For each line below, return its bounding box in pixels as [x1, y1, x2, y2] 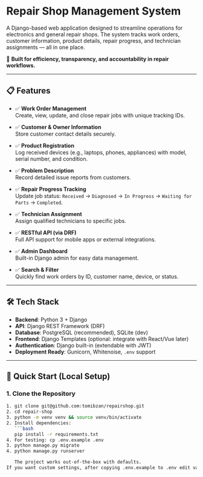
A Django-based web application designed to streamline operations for [6, 24, 183, 31]
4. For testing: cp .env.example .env [6, 437, 104, 443]
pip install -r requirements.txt [14, 431, 98, 437]
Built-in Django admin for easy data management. [14, 254, 139, 262]
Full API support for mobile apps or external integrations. [14, 235, 156, 243]
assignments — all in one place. [6, 44, 86, 51]
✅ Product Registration [14, 142, 74, 149]
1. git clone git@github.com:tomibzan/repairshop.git [6, 403, 145, 409]
